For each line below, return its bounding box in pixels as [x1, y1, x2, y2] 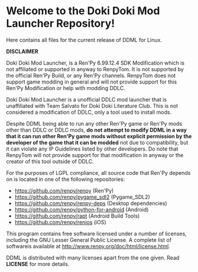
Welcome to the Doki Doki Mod [6, 4, 160, 18]
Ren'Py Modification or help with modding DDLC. [6, 84, 125, 91]
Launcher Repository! [6, 17, 115, 30]
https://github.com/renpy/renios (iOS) [14, 218, 106, 226]
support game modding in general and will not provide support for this [6, 78, 177, 85]
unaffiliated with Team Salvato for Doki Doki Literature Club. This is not [6, 102, 178, 109]
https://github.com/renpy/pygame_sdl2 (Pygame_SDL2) [14, 193, 151, 200]
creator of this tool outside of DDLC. [6, 158, 94, 165]
